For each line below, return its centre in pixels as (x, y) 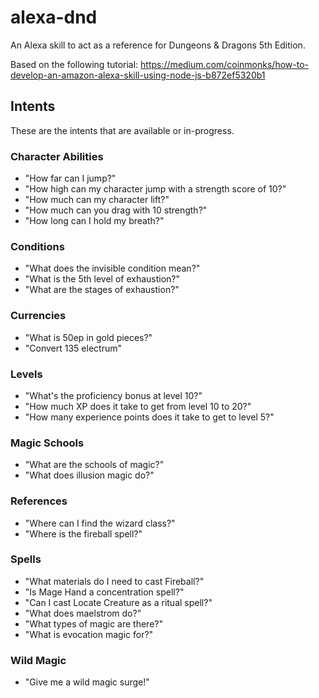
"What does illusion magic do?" (89, 475)
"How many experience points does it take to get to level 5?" (149, 417)
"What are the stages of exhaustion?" (102, 290)
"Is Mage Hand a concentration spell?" (104, 592)
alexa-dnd (54, 17)
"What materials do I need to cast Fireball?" (114, 581)
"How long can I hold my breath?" (94, 221)
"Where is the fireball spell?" (83, 533)
